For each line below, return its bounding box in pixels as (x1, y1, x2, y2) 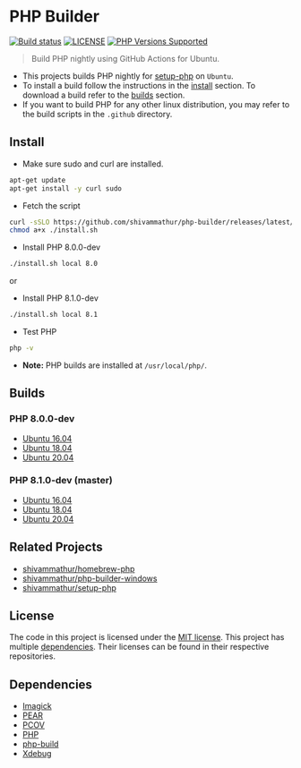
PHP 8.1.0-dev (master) (9, 474, 114, 487)
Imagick (21, 701, 52, 712)
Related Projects (9, 540, 103, 555)
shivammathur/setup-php (21, 582, 116, 593)
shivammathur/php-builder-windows (21, 573, 158, 584)
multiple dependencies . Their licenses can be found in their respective (9, 642, 270, 653)
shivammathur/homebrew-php (21, 563, 135, 574)
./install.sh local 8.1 (9, 311, 99, 320)
